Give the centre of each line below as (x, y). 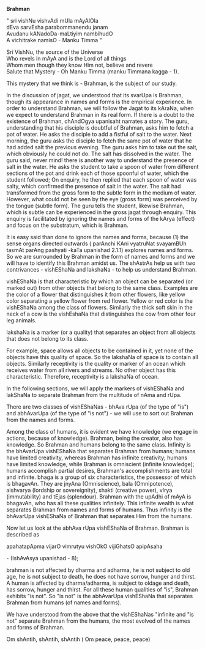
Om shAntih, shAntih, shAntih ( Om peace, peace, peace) (78, 639)
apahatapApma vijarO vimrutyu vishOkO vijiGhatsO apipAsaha (84, 546)
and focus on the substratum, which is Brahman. (67, 225)
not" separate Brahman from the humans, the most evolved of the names (99, 621)
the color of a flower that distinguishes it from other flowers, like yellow (96, 294)
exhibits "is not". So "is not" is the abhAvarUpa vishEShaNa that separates (100, 596)
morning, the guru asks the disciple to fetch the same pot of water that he (99, 141)
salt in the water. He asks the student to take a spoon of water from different (102, 167)
